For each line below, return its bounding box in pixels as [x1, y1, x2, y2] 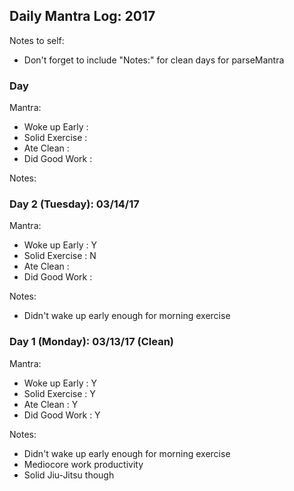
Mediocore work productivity [23, 458, 144, 470]
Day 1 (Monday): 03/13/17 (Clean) [9, 335, 174, 349]
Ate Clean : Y [23, 398, 79, 410]
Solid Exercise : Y [23, 387, 96, 399]
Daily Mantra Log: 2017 [9, 8, 156, 25]
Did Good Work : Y [23, 409, 101, 421]
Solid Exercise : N [23, 250, 97, 262]
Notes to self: [9, 34, 65, 46]
